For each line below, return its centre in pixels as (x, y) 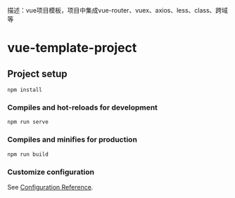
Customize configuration (51, 172)
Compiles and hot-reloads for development (83, 107)
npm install (25, 90)
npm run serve (28, 122)
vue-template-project (72, 48)
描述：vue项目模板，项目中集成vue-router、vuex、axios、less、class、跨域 (118, 10)
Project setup (38, 73)
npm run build (28, 154)
